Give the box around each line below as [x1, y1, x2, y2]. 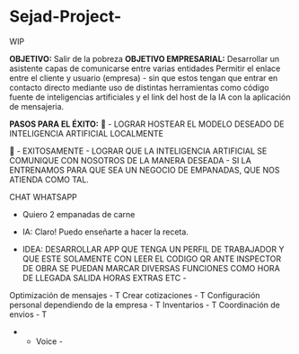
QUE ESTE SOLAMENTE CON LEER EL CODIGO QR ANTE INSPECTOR [22, 253, 281, 264]
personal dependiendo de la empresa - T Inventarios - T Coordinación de [9, 299, 281, 310]
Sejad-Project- [9, 6, 122, 27]
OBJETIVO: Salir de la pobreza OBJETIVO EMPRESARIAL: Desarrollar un [9, 53, 280, 64]
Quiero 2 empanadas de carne [22, 208, 136, 219]
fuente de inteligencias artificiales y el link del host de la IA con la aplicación [9, 92, 291, 102]
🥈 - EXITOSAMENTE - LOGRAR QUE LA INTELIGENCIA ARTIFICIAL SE [9, 146, 268, 156]
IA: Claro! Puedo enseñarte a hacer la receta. [22, 226, 189, 237]
